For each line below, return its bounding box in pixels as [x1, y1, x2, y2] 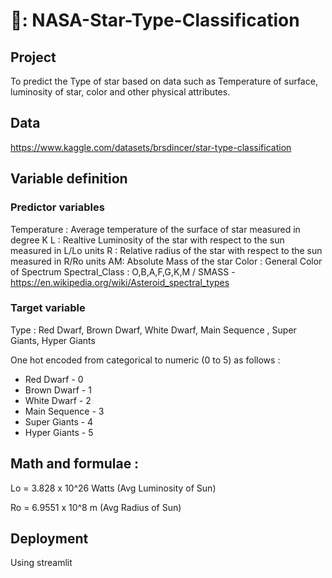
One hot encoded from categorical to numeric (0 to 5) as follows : [10, 354, 281, 366]
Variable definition [10, 170, 128, 188]
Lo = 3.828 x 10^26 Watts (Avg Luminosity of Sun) [10, 482, 217, 494]
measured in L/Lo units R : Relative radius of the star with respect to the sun [10, 244, 323, 256]
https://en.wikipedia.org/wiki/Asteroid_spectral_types [10, 276, 230, 288]
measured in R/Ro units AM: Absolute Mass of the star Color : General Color [10, 255, 323, 267]
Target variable [10, 301, 86, 315]
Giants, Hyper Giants [10, 334, 96, 346]
